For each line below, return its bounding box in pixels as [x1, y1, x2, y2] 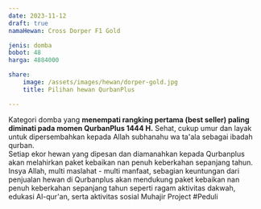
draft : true [8, 19, 48, 27]
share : [8, 71, 31, 79]
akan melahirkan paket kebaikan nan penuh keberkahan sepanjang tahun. [8, 158, 254, 167]
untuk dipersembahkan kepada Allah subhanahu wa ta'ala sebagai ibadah [8, 132, 253, 141]
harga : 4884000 [8, 56, 60, 64]
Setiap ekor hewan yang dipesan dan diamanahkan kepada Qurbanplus [8, 149, 246, 158]
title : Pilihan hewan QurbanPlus [23, 85, 135, 93]
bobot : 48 [8, 49, 42, 57]
